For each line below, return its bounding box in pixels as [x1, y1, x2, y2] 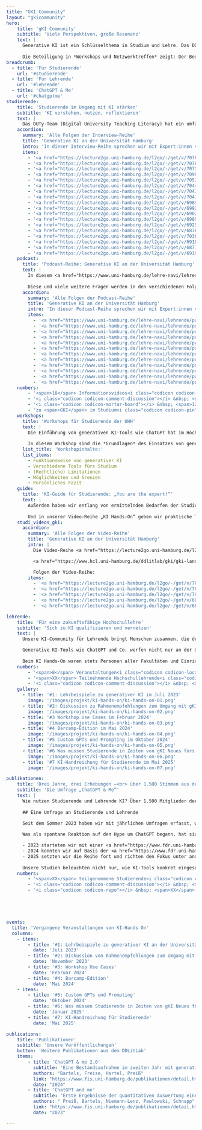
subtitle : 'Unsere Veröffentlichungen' [17, 1042, 117, 1049]
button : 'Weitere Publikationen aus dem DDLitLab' [17, 1048, 147, 1054]
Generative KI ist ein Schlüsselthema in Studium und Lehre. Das [22, 43, 189, 49]
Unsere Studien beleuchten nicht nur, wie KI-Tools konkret [22, 865, 176, 871]
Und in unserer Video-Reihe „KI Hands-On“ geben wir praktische [28, 513, 192, 519]
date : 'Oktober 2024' [32, 998, 87, 1004]
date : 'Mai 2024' [32, 981, 77, 987]
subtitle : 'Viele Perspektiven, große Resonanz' [17, 31, 141, 37]
